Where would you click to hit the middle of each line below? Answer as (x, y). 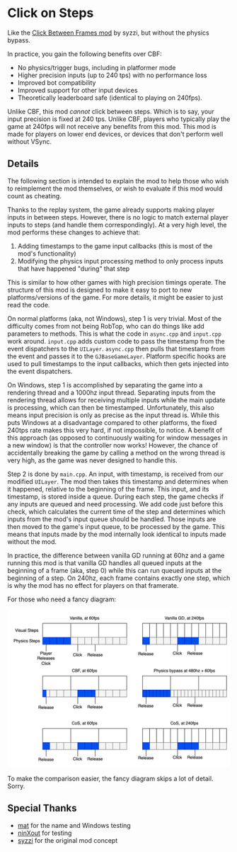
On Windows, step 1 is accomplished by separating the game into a (105, 385)
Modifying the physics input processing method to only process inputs (120, 261)
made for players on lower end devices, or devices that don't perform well (115, 134)
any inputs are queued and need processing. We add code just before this (115, 504)
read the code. (29, 305)
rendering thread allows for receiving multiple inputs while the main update (116, 400)
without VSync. (29, 141)
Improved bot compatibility (57, 82)
